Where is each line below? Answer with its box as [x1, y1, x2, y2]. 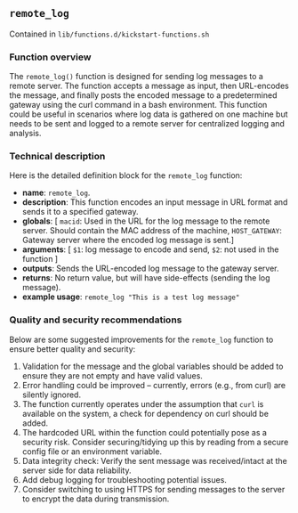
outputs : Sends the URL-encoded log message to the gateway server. [21, 263, 279, 274]
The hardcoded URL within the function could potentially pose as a [21, 427, 267, 437]
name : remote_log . [21, 187, 91, 199]
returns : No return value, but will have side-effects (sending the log [21, 273, 270, 283]
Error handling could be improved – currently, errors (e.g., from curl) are [21, 379, 286, 390]
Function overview [9, 51, 92, 63]
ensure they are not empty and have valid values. [21, 370, 203, 381]
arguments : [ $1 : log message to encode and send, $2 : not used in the [21, 244, 279, 255]
